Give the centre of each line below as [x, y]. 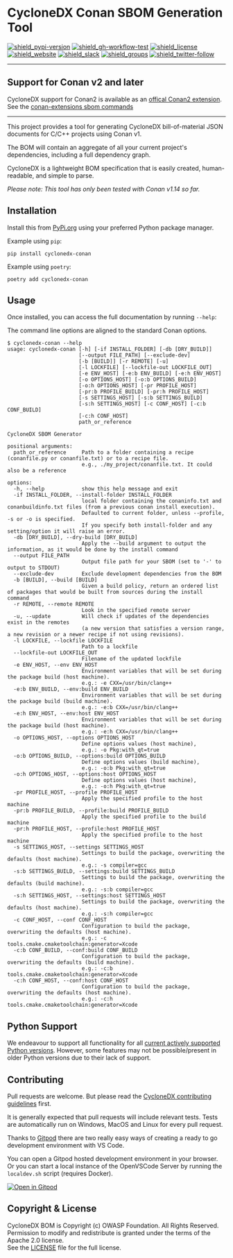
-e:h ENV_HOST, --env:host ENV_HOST [66, 714]
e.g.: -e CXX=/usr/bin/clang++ [127, 683]
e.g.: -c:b [97, 969]
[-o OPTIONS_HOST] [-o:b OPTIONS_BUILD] [138, 380]
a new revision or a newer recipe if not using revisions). [96, 635]
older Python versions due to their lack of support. [79, 1058]
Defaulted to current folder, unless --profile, [153, 513]
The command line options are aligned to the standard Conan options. [107, 330]
